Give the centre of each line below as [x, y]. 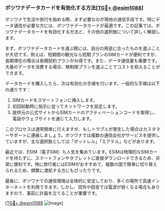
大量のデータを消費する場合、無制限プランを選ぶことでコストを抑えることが [83, 67]
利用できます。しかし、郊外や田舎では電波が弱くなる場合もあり [95, 187]
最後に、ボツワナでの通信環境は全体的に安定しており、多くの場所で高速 [78, 181]
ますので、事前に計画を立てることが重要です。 [52, 193]
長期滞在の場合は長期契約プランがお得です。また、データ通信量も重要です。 [82, 61]
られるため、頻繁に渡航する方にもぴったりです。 [55, 171]
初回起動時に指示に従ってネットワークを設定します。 [66, 106]
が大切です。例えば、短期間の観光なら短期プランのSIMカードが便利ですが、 [82, 55]
